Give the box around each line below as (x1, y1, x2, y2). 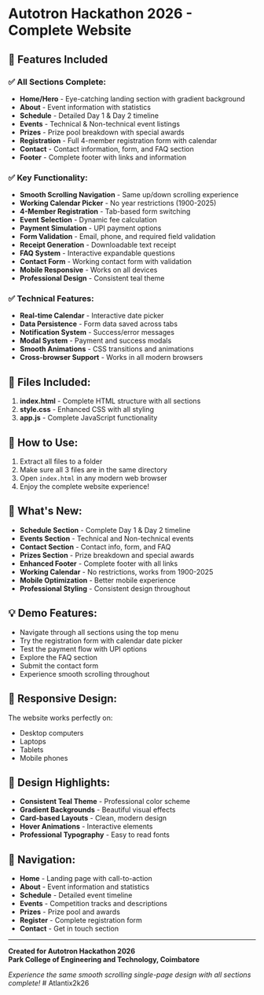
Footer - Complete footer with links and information (19, 152, 187, 162)
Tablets (19, 744, 44, 755)
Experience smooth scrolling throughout (19, 669, 150, 678)
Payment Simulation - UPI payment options (19, 223, 162, 233)
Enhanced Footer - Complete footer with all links (19, 559, 178, 568)
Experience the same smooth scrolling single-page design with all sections (8, 970, 251, 979)
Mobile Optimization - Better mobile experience (19, 575, 176, 585)
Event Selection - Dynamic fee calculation (19, 215, 157, 225)
